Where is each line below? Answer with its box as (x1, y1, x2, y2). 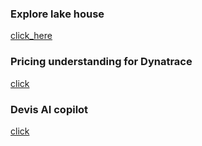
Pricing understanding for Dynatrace (10, 55, 193, 69)
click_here (10, 30, 53, 42)
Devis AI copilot (10, 102, 89, 116)
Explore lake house (10, 7, 105, 21)
